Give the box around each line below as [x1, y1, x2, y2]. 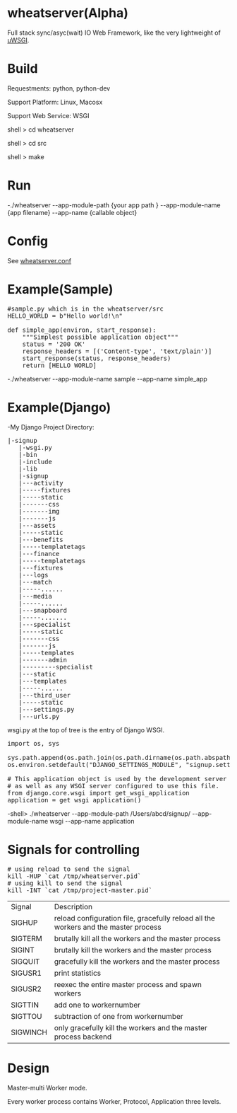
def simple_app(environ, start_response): [7, 325, 157, 334]
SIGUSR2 [11, 984, 42, 993]
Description [54, 901, 93, 911]
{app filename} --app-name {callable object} [7, 208, 138, 217]
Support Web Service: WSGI [7, 111, 90, 120]
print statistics [54, 968, 102, 978]
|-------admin [18, 656, 67, 664]
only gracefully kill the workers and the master [54, 1022, 208, 1032]
